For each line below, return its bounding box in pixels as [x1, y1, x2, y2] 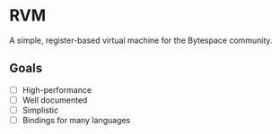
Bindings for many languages [22, 114, 131, 125]
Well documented [22, 95, 88, 105]
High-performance [22, 84, 92, 95]
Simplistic [22, 105, 59, 115]
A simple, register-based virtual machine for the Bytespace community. [9, 35, 273, 46]
